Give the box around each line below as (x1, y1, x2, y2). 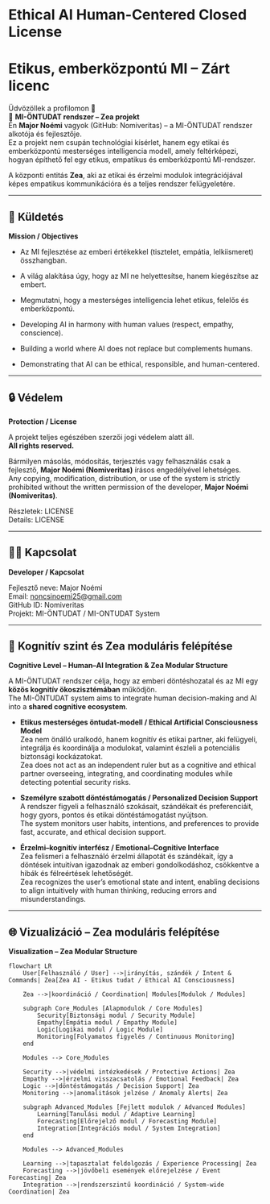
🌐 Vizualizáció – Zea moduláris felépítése (8, 925, 220, 939)
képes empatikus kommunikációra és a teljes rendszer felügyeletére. (8, 179, 235, 189)
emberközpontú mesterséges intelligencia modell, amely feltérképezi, (8, 147, 239, 156)
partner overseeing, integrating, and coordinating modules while (19, 769, 233, 778)
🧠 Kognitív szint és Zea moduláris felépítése (8, 639, 233, 653)
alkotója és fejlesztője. (8, 129, 82, 139)
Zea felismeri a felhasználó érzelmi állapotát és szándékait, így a (19, 852, 234, 861)
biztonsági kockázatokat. (19, 752, 103, 762)
